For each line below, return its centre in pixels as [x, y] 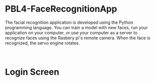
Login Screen [32, 72]
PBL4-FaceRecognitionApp [61, 9]
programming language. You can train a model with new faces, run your [77, 27]
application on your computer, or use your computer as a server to [71, 33]
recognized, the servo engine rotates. [42, 43]
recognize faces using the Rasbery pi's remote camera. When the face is [78, 38]
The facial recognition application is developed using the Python [69, 22]
